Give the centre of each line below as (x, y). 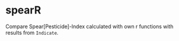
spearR (23, 10)
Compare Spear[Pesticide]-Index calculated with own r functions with (89, 26)
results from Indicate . (32, 32)
